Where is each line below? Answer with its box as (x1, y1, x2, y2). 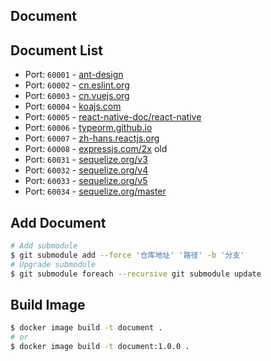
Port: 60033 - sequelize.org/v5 (24, 175, 148, 187)
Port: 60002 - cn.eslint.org (24, 79, 130, 91)
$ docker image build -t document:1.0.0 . (10, 342, 190, 352)
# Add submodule (10, 241, 78, 251)
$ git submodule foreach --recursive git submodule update (10, 269, 262, 279)
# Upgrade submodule (10, 259, 97, 269)
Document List (10, 42, 103, 59)
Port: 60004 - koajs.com (24, 100, 122, 113)
